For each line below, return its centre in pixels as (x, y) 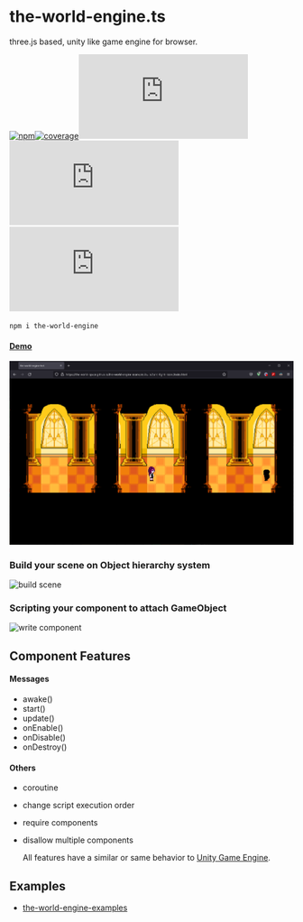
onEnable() (43, 727)
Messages (29, 679)
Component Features (70, 656)
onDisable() (44, 737)
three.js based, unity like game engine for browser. (104, 41)
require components (60, 823)
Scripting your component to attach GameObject (118, 608)
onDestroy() (45, 747)
